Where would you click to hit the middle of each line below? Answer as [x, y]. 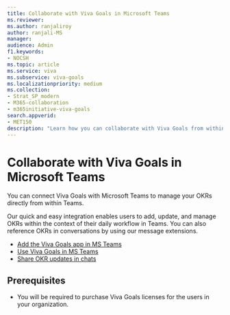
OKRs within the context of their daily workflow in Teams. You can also [107, 224]
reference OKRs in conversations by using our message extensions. [103, 231]
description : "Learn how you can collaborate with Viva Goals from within [116, 128]
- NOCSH [18, 58]
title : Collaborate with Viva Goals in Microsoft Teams [88, 13]
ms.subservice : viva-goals [46, 77]
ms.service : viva [32, 71]
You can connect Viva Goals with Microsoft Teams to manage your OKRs [110, 196]
